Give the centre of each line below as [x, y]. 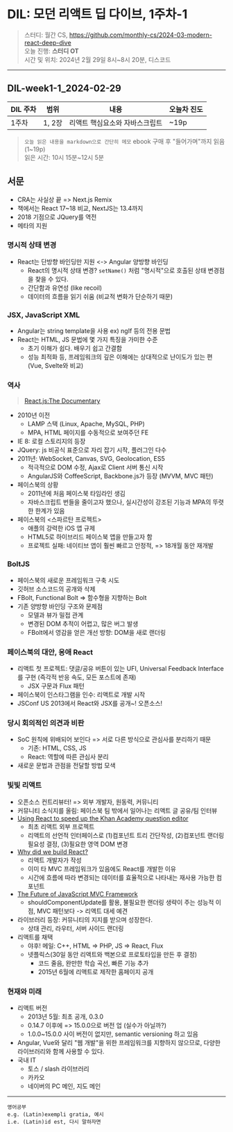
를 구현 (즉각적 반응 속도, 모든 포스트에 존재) [77, 677]
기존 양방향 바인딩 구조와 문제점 [60, 606]
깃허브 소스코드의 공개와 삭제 [56, 589]
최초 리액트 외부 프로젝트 [61, 826]
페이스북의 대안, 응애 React [50, 652]
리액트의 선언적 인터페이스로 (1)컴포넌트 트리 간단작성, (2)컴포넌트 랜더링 [126, 835]
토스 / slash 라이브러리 [58, 1069]
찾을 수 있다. [52, 279]
